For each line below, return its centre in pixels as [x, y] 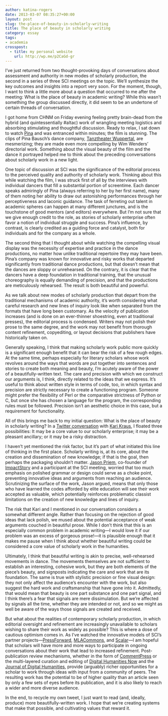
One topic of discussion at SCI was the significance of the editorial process [82, 169]
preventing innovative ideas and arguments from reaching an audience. [79, 478]
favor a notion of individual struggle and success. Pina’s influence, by [77, 222]
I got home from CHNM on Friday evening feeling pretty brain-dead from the [84, 117]
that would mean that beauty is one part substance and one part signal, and [83, 593]
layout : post [19, 19]
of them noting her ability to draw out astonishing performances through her [84, 196]
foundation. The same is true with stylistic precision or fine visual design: [80, 577]
